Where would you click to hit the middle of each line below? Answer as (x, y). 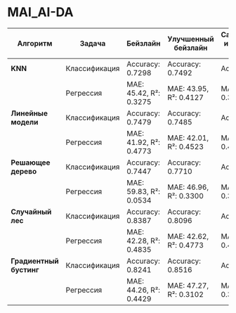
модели (25, 122)
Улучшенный (191, 39)
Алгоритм (35, 43)
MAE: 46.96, (188, 187)
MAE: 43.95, (188, 89)
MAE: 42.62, (188, 236)
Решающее (31, 162)
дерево (24, 171)
